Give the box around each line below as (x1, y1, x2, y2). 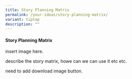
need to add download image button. (5, 68, 83, 74)
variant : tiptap (5, 17, 40, 22)
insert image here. (5, 49, 44, 55)
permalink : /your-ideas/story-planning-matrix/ (5, 12, 109, 17)
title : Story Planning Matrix (5, 7, 70, 13)
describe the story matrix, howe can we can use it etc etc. (5, 58, 127, 64)
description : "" (5, 21, 40, 27)
